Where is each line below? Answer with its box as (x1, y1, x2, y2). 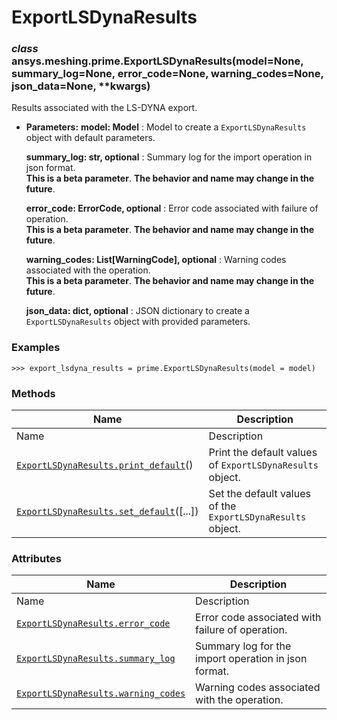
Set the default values (208, 487, 311, 501)
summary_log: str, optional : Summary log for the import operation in (25, 151, 313, 163)
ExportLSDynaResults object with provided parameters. (25, 316, 251, 328)
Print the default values (208, 446, 318, 460)
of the (208, 499, 237, 513)
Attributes (11, 552, 62, 565)
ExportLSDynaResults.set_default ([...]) (16, 504, 199, 518)
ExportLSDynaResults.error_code (16, 618, 171, 630)
